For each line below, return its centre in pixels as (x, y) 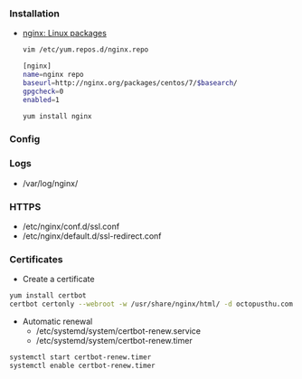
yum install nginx (57, 116)
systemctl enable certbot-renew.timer (82, 365)
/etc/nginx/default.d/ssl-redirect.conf (92, 236)
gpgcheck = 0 (43, 91)
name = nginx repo (53, 75)
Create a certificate (58, 280)
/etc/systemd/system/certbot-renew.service (118, 331)
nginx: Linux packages (64, 33)
